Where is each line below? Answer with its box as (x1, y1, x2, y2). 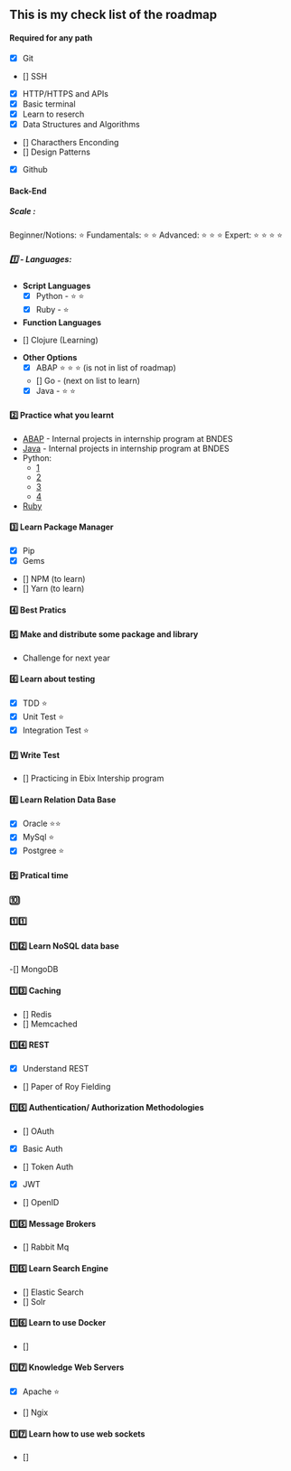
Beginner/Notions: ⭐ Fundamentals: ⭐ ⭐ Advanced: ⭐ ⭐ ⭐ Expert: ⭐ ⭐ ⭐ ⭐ (9, 230, 283, 240)
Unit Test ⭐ (22, 711, 65, 722)
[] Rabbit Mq (22, 1241, 70, 1252)
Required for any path (9, 32, 93, 43)
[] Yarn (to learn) (22, 583, 85, 595)
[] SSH (22, 70, 48, 81)
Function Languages (22, 316, 102, 328)
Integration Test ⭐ (22, 725, 89, 735)
